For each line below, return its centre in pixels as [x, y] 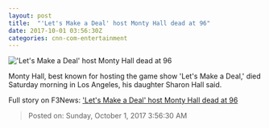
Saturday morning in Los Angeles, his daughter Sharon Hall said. [115, 85]
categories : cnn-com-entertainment [68, 38]
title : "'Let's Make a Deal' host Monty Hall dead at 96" [110, 23]
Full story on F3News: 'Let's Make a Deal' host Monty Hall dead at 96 [123, 100]
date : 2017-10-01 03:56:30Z [56, 30]
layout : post [30, 16]
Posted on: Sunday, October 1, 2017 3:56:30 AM [108, 116]
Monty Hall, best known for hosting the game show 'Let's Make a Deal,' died [135, 76]
